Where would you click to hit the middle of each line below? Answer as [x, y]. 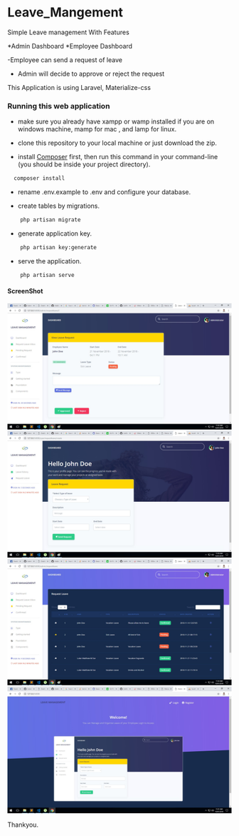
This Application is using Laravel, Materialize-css [79, 87]
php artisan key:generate [59, 247]
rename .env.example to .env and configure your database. [104, 192]
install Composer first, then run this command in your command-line [118, 157]
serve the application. [49, 261]
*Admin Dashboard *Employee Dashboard [70, 46]
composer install [39, 178]
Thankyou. [23, 825]
